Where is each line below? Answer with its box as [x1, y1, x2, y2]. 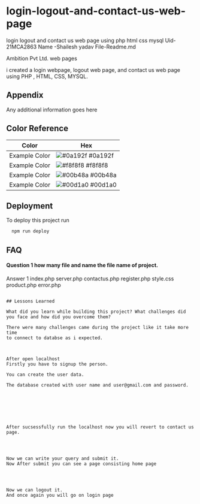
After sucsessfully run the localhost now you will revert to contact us [6, 424, 195, 430]
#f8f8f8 [86, 161, 108, 169]
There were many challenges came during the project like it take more [6, 324, 189, 330]
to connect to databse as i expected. [6, 334, 103, 341]
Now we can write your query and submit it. [6, 455, 119, 461]
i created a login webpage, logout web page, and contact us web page [6, 66, 181, 73]
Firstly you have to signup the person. [6, 361, 109, 367]
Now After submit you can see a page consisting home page [6, 460, 157, 467]
